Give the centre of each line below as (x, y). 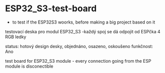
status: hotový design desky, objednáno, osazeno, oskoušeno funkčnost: (79, 46)
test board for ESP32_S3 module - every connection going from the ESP (78, 61)
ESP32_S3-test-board (51, 9)
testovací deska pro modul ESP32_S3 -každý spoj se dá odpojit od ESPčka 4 (83, 31)
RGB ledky (16, 37)
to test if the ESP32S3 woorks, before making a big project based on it (83, 22)
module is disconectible (29, 66)
